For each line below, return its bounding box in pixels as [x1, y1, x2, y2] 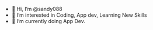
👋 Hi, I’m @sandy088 [11, 6, 62, 12]
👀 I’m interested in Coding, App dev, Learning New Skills [11, 12, 147, 18]
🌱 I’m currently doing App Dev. [11, 18, 86, 24]
